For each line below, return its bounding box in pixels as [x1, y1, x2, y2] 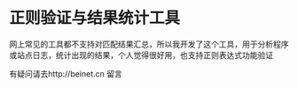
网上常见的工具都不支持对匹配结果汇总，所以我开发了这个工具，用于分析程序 [9, 39, 289, 49]
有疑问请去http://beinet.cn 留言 [9, 68, 122, 79]
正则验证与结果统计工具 [9, 8, 181, 28]
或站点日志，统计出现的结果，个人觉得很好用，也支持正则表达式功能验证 [9, 49, 273, 60]
